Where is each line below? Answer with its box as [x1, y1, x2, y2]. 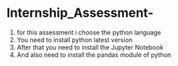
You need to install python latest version [16, 35, 133, 44]
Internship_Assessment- [6, 5, 154, 21]
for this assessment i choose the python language [16, 28, 162, 37]
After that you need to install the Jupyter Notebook [16, 43, 164, 51]
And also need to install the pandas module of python [16, 51, 172, 59]
